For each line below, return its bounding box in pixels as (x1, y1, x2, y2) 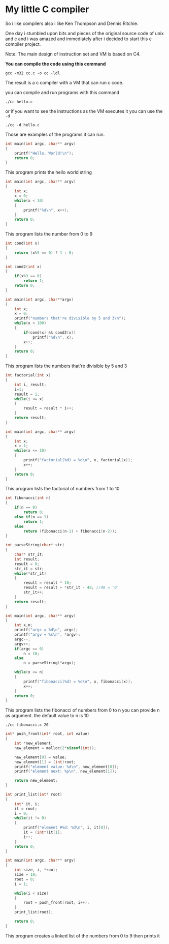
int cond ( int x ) (5, 241, 40, 246)
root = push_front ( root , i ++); (23, 900, 90, 905)
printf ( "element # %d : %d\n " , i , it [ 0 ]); (23, 825, 110, 830)
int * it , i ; (14, 801, 40, 807)
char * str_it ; (14, 552, 44, 557)
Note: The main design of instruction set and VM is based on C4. (5, 51, 141, 57)
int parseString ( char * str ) (5, 543, 65, 548)
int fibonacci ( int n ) (5, 495, 51, 500)
